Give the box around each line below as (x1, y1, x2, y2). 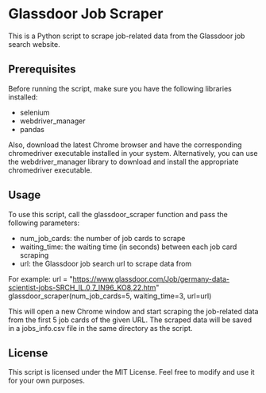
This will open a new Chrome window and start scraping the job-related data (8, 306, 259, 316)
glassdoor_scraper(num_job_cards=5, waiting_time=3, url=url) (8, 291, 212, 301)
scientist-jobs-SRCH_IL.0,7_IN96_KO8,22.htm (8, 282, 156, 292)
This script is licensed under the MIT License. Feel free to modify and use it (8, 368, 256, 377)
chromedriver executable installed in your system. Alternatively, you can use (8, 148, 258, 158)
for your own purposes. (8, 375, 85, 386)
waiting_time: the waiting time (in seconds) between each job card (19, 242, 237, 251)
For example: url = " (8, 274, 73, 283)
